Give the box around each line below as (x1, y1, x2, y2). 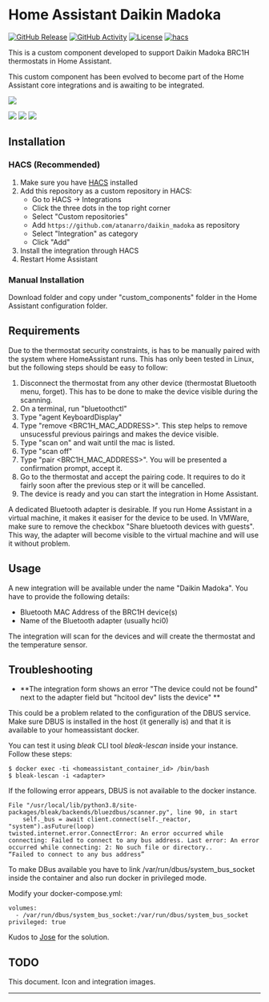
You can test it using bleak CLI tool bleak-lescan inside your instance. (8, 740, 239, 751)
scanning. (19, 395, 54, 404)
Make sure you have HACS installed (19, 177, 139, 187)
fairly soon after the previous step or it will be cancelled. (19, 480, 206, 490)
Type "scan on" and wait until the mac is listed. (19, 437, 175, 447)
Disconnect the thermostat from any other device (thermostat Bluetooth (19, 378, 257, 387)
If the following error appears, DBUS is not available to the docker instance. (8, 786, 257, 796)
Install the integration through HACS (19, 245, 139, 255)
